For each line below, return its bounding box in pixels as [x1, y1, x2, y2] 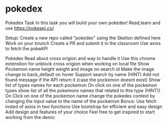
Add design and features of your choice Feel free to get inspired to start [5, 109, 155, 115]
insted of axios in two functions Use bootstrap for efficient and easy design [5, 103, 162, 109]
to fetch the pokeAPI [5, 45, 48, 51]
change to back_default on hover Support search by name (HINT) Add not [5, 71, 159, 77]
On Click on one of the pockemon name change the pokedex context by [5, 93, 155, 99]
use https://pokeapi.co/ [5, 25, 54, 31]
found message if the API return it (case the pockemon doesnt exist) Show [5, 77, 161, 83]
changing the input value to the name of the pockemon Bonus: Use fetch [5, 98, 157, 104]
